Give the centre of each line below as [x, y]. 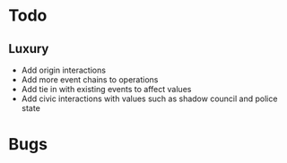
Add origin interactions [64, 70]
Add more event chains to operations [90, 80]
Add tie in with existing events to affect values [106, 89]
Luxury [29, 49]
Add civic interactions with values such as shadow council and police [149, 99]
